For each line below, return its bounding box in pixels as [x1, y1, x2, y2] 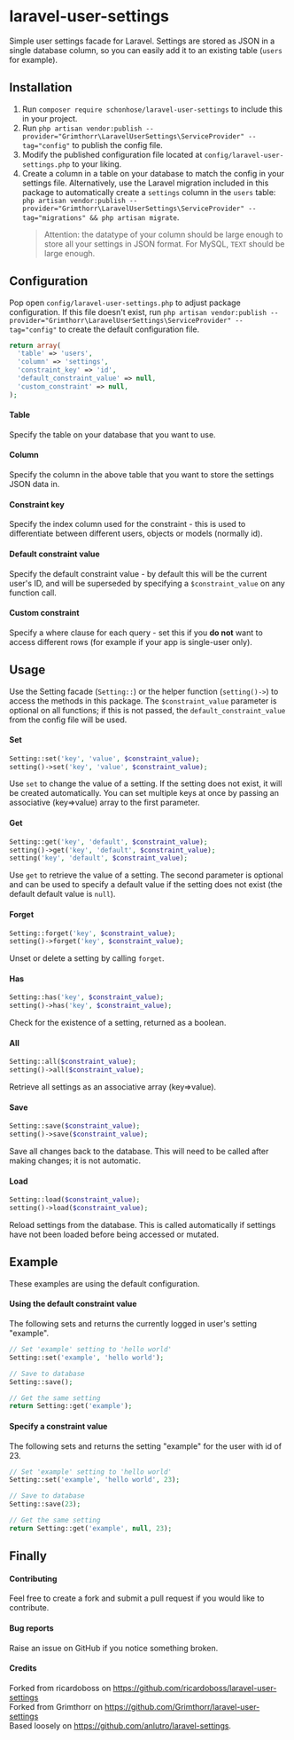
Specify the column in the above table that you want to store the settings [9, 469, 275, 480]
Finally [9, 1548, 47, 1563]
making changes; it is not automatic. [9, 1155, 142, 1166]
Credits [9, 1663, 37, 1673]
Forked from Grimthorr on [9, 1701, 104, 1712]
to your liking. [72, 158, 122, 169]
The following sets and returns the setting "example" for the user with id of [9, 1440, 282, 1452]
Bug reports [9, 1622, 55, 1634]
